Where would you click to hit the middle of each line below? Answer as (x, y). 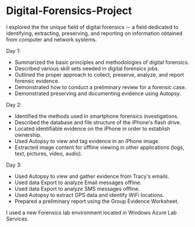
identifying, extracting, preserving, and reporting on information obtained (94, 33)
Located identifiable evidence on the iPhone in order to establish (93, 128)
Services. (18, 219)
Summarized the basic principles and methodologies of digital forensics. (102, 62)
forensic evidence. (37, 81)
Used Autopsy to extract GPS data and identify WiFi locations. (89, 195)
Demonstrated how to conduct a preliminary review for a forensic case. (100, 87)
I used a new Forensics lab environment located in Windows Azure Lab (91, 212)
